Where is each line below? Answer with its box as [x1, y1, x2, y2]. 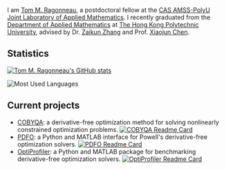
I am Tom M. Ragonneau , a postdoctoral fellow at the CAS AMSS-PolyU [7, 6, 211, 14]
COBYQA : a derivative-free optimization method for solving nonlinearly [17, 117, 220, 126]
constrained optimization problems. [17, 125, 119, 133]
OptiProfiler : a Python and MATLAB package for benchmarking [17, 147, 196, 155]
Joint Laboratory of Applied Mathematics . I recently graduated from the [7, 13, 211, 21]
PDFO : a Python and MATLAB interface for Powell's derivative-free [17, 133, 208, 141]
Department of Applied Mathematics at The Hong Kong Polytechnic [7, 21, 199, 28]
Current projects [7, 100, 80, 111]
